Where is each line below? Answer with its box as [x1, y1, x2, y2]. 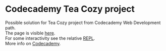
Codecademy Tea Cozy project [5, 3, 135, 15]
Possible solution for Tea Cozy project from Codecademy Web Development [5, 20, 161, 25]
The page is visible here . [5, 30, 55, 36]
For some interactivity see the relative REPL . [5, 35, 95, 41]
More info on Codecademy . [5, 40, 61, 46]
